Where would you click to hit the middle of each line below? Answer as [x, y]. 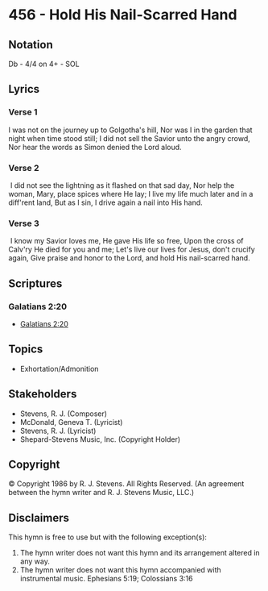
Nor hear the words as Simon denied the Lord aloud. [95, 147]
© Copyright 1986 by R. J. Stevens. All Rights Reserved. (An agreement [126, 484]
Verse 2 [24, 168]
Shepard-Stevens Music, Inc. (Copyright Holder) [100, 439]
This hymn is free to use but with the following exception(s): [108, 537]
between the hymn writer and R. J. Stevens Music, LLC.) [101, 493]
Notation [31, 45]
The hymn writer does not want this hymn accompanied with [120, 570]
